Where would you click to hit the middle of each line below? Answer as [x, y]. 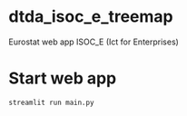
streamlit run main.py [51, 102]
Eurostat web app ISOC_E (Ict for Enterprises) [93, 42]
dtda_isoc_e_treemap [91, 17]
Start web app [63, 78]
